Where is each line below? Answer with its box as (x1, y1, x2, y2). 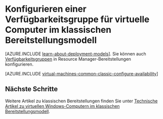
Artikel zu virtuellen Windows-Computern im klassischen (5, 103, 120, 109)
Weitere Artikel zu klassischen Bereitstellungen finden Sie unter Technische (5, 98, 158, 104)
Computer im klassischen (5, 24, 111, 35)
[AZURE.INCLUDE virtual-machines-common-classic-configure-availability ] (5, 71, 159, 76)
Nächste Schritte (5, 85, 58, 94)
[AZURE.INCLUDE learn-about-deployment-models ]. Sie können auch (5, 50, 146, 57)
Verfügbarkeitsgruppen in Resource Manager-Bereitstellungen (5, 56, 132, 62)
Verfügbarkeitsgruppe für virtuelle (5, 14, 150, 25)
